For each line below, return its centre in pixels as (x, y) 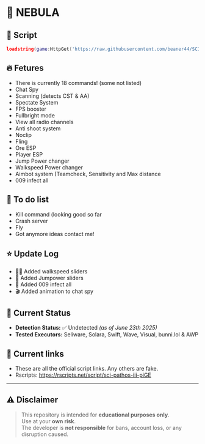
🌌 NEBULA (33, 13)
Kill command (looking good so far (58, 214)
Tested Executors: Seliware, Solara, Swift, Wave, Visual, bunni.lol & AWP (107, 335)
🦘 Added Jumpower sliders (49, 278)
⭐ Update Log (33, 253)
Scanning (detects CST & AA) (52, 96)
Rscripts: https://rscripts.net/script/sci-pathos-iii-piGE (83, 375)
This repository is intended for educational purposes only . (95, 415)
